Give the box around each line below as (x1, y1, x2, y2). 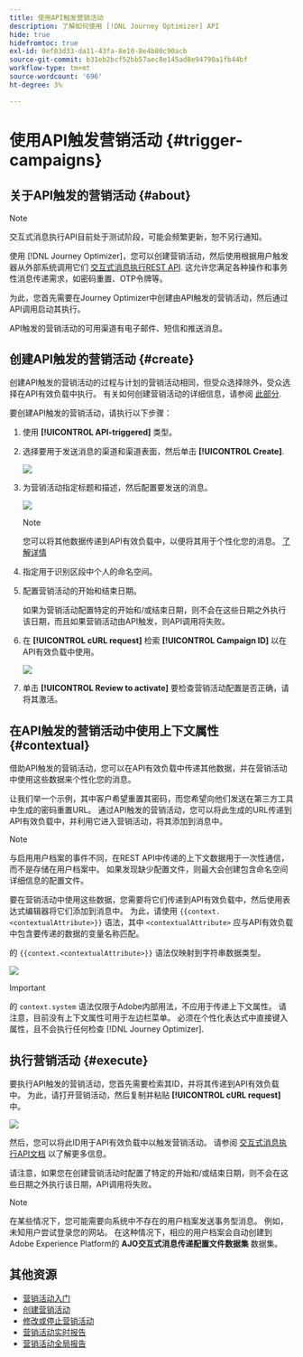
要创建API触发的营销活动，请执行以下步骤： (9, 407, 173, 418)
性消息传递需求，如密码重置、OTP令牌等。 (9, 273, 169, 284)
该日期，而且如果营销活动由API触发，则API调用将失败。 (22, 616, 230, 627)
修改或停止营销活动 (22, 1315, 95, 1326)
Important (9, 982, 46, 994)
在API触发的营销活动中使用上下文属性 (9, 723, 219, 738)
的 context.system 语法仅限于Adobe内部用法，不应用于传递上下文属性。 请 (9, 1001, 287, 1012)
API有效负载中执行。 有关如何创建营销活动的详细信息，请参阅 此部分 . (24, 388, 282, 399)
